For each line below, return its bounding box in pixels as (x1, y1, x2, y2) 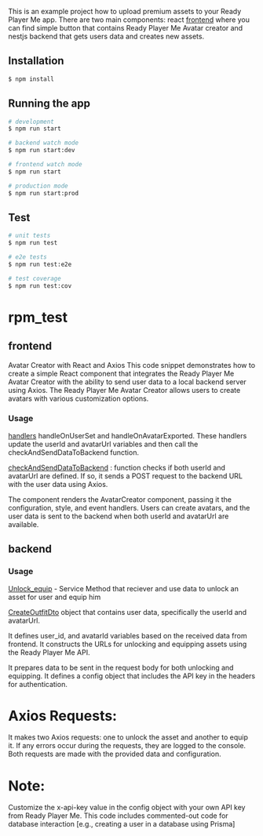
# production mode (8, 182, 68, 190)
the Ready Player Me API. (8, 647, 90, 657)
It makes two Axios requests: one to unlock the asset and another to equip (8, 732, 249, 742)
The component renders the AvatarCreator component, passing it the (8, 494, 232, 504)
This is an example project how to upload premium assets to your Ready (8, 7, 242, 16)
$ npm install (8, 75, 55, 83)
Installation (8, 54, 64, 67)
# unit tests (8, 231, 51, 240)
